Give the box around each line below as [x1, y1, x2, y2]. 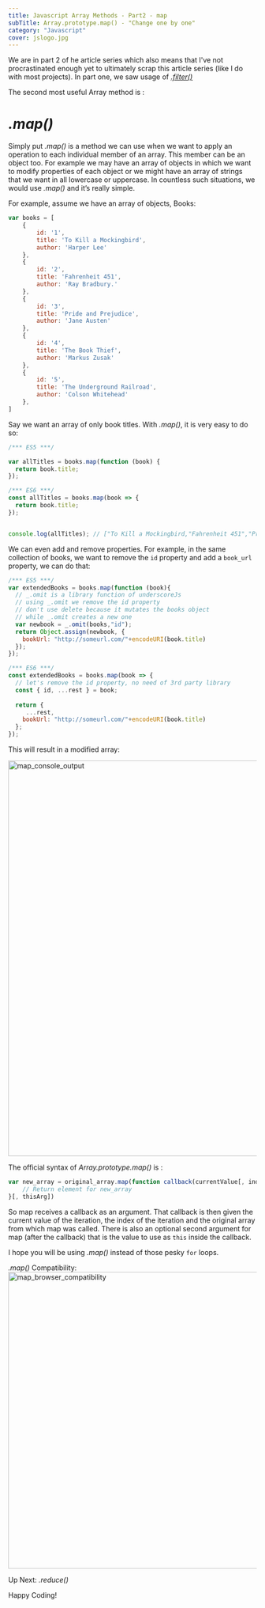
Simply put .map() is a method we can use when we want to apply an [8, 142, 233, 151]
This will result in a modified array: [8, 745, 121, 754]
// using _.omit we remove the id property [15, 598, 160, 606]
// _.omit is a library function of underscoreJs [15, 591, 181, 599]
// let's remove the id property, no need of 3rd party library [15, 679, 231, 687]
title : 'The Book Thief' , [36, 346, 122, 355]
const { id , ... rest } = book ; [15, 686, 118, 694]
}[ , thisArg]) [8, 1193, 55, 1200]
